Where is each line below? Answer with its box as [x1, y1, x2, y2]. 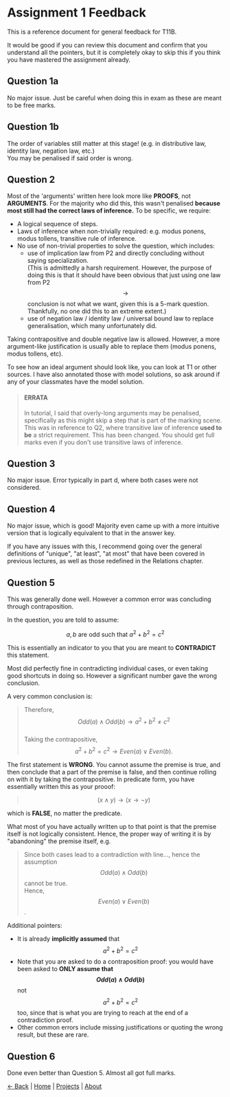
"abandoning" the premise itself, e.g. [7, 837, 111, 845]
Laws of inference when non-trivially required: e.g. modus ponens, [16, 227, 206, 235]
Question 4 [7, 503, 56, 515]
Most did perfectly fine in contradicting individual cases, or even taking [7, 664, 208, 672]
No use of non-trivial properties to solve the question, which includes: [16, 242, 215, 250]
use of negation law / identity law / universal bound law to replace [27, 314, 214, 323]
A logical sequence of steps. [16, 220, 98, 228]
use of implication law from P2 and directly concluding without [27, 249, 205, 257]
